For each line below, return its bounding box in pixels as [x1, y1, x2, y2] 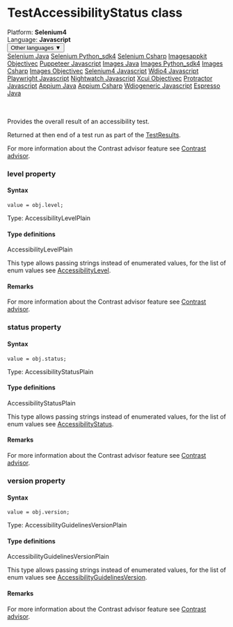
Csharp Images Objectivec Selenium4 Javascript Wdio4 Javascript [7, 66, 199, 75]
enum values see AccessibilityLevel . [7, 266, 111, 274]
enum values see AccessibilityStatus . [7, 419, 114, 428]
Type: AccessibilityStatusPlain [7, 367, 94, 376]
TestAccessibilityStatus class [7, 5, 183, 21]
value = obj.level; [7, 202, 64, 209]
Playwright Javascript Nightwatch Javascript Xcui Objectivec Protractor [7, 74, 213, 82]
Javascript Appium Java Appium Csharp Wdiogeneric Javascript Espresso [7, 82, 220, 90]
